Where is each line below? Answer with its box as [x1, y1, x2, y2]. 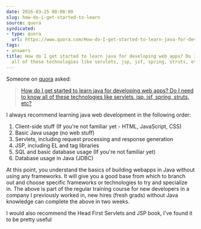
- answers [6, 48, 31, 54]
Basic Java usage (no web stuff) [14, 129, 95, 136]
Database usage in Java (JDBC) [14, 154, 94, 161]
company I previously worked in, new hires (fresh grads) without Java [6, 191, 178, 199]
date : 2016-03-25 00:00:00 [6, 8, 74, 15]
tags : [6, 42, 20, 48]
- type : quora [6, 31, 42, 37]
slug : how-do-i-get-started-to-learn [6, 14, 100, 20]
